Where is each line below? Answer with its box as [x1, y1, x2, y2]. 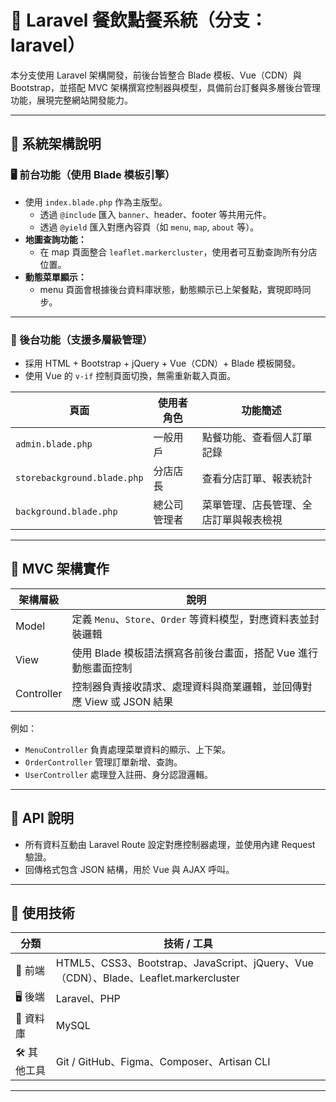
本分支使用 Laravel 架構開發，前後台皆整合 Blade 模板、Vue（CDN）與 [10, 69, 302, 81]
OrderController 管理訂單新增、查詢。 [24, 756, 183, 768]
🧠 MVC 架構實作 [10, 561, 110, 578]
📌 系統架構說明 [10, 136, 102, 153]
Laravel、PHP [55, 991, 121, 1005]
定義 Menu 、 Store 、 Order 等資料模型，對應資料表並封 [71, 612, 320, 626]
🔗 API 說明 [10, 810, 74, 827]
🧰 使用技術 [10, 904, 75, 921]
